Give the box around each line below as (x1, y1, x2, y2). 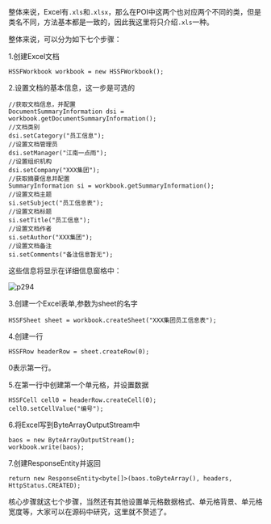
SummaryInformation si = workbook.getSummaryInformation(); (8, 182, 215, 190)
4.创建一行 (8, 332, 44, 341)
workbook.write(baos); (8, 443, 85, 451)
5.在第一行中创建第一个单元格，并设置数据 (8, 380, 149, 390)
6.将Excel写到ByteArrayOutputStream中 (8, 420, 140, 429)
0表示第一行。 (8, 363, 56, 372)
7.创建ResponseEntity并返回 (8, 458, 101, 467)
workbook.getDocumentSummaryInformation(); (8, 115, 157, 123)
